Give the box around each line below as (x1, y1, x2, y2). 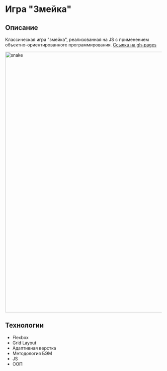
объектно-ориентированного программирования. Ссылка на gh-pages (5, 42, 157, 48)
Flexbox (12, 334, 29, 340)
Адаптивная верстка (12, 345, 56, 351)
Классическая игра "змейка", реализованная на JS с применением (5, 36, 149, 42)
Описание (5, 23, 38, 32)
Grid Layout (12, 340, 36, 346)
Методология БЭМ (12, 350, 52, 356)
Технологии (5, 321, 44, 330)
